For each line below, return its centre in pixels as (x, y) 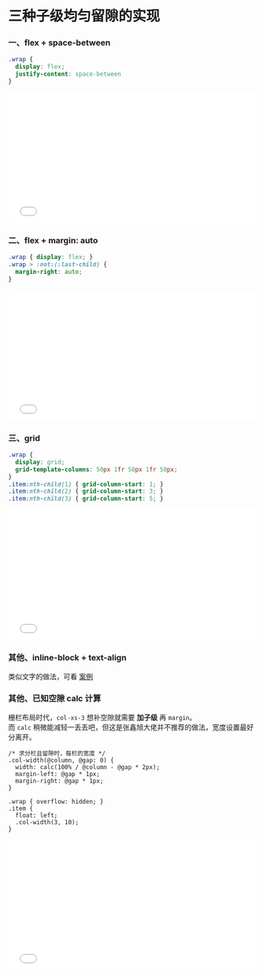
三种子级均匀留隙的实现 (84, 16)
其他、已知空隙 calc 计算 (55, 699)
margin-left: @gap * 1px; (58, 774)
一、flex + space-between (59, 43)
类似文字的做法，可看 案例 (50, 676)
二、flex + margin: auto (53, 240)
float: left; (37, 815)
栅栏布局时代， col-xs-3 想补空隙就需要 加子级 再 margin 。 (102, 717)
